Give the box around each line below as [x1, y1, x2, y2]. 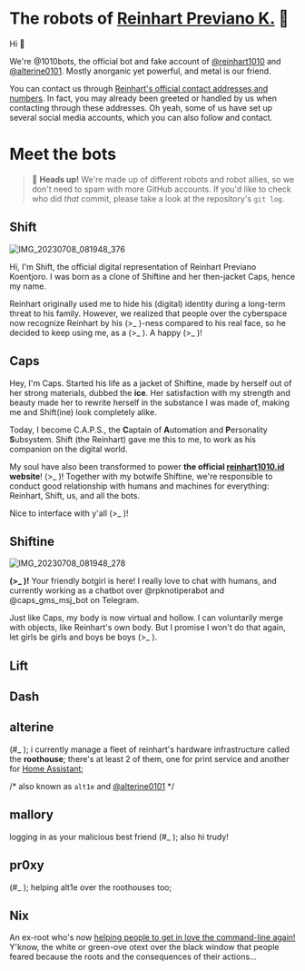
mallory [9, 808, 54, 823]
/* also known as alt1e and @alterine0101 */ [9, 780, 175, 791]
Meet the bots [9, 144, 116, 164]
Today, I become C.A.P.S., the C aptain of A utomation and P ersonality [9, 424, 268, 435]
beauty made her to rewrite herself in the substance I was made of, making [9, 397, 290, 408]
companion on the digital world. [9, 443, 128, 454]
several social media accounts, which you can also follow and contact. [9, 112, 273, 123]
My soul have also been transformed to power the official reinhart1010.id [9, 461, 285, 471]
